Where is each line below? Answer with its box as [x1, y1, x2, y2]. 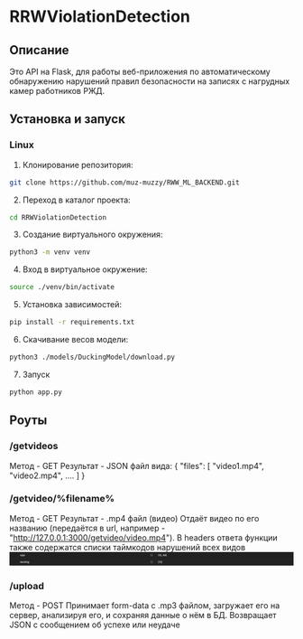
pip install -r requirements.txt [9, 318, 135, 327]
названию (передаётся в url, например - [9, 522, 165, 533]
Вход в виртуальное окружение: [22, 264, 148, 275]
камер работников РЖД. [9, 86, 106, 96]
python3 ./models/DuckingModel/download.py [9, 352, 176, 362]
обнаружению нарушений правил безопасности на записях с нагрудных [9, 76, 290, 87]
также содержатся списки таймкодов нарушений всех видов [9, 541, 246, 552]
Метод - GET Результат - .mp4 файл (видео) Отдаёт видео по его [9, 512, 260, 523]
